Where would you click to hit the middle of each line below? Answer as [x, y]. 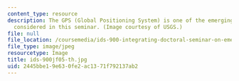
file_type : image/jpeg [41, 46]
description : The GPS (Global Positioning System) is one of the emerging [121, 20]
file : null [23, 33]
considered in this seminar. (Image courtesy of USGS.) [98, 27]
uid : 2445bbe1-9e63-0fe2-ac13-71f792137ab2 [73, 66]
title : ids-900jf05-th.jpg [47, 60]
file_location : [30, 40]
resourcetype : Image [38, 54]
